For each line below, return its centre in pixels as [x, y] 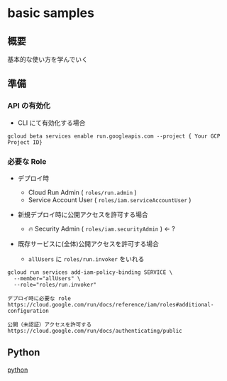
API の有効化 [29, 106]
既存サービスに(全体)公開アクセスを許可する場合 [88, 243]
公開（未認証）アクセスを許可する [50, 324]
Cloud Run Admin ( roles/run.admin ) [82, 192]
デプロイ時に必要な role [39, 298]
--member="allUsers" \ [47, 278]
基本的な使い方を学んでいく [48, 59]
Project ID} [25, 142]
